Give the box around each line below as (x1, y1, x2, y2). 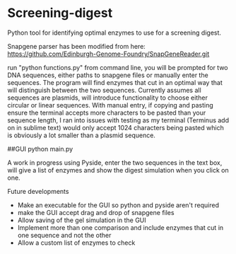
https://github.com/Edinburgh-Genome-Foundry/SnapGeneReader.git (7, 50, 210, 58)
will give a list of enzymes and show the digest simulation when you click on (7, 166, 229, 174)
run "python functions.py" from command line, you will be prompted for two (7, 63, 228, 71)
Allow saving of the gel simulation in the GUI (17, 216, 146, 224)
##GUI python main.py (7, 144, 73, 153)
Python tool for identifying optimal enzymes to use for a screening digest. (7, 28, 221, 37)
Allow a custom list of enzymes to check (17, 238, 136, 247)
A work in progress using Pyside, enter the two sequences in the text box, (7, 158, 223, 167)
